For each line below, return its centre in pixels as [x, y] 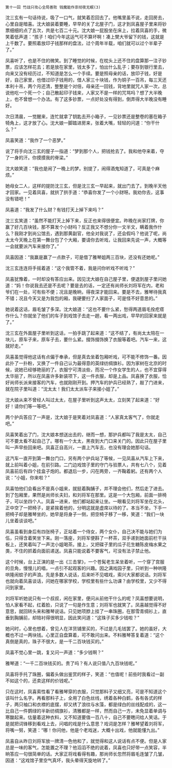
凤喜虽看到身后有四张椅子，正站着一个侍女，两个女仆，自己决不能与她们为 [84, 532]
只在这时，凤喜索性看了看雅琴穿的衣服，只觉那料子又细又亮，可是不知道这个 [86, 691]
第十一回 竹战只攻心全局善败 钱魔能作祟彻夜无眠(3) [53, 7]
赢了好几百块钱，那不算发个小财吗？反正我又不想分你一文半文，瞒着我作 [81, 227]
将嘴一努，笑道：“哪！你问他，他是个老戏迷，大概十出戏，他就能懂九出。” [82, 730]
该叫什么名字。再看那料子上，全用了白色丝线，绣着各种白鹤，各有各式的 [81, 698]
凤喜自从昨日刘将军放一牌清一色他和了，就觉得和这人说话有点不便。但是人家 [86, 741]
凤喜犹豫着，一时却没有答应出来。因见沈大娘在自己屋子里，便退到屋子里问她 [86, 279]
